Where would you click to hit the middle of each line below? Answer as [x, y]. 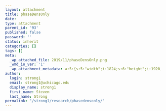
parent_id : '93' [22, 28]
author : [13, 74]
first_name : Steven [30, 92]
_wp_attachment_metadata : [36, 69]
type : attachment [23, 23]
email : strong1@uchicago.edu [40, 83]
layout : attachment [25, 10]
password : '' [19, 37]
